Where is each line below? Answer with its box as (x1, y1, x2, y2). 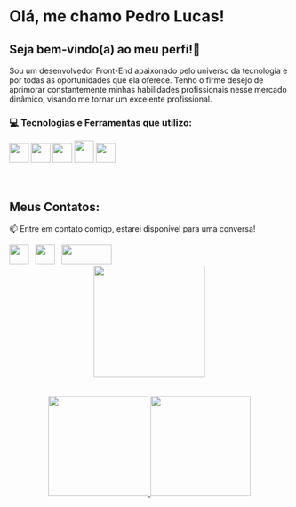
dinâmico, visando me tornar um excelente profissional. (9, 94, 212, 104)
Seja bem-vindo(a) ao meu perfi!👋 (9, 42, 201, 57)
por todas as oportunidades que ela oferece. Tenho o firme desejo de (9, 75, 264, 86)
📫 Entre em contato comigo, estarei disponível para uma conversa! (9, 224, 256, 234)
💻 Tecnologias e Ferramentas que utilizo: (9, 116, 193, 128)
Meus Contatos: (9, 199, 100, 215)
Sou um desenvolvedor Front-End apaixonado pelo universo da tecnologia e (9, 65, 288, 76)
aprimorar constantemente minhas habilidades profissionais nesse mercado (9, 85, 287, 94)
